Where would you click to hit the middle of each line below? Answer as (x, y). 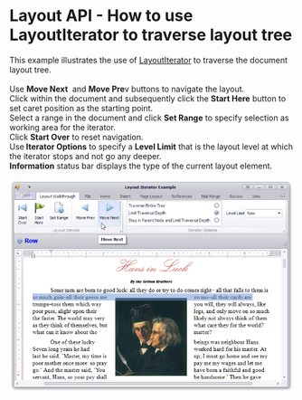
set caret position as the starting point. (81, 108)
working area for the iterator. (62, 127)
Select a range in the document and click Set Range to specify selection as (149, 118)
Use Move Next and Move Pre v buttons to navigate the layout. (127, 89)
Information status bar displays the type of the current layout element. (141, 166)
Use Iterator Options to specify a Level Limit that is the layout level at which (151, 147)
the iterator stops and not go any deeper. (85, 156)
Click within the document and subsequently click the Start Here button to (148, 98)
